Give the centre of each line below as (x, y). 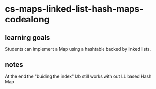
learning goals (27, 37)
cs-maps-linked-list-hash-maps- (74, 9)
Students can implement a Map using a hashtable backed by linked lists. (78, 49)
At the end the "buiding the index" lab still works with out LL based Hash (78, 76)
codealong (27, 19)
